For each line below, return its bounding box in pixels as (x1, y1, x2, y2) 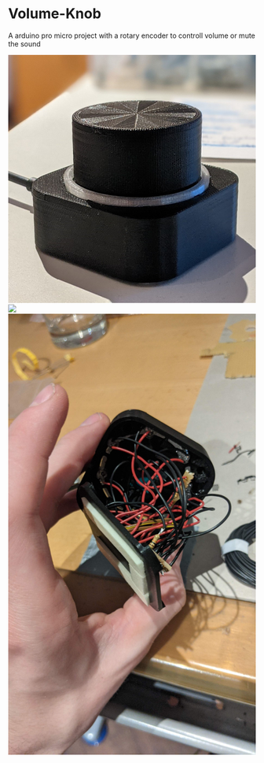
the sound (8, 39, 41, 48)
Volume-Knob (8, 5, 102, 23)
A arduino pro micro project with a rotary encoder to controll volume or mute (8, 31, 255, 40)
